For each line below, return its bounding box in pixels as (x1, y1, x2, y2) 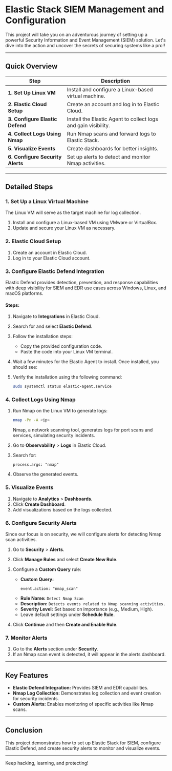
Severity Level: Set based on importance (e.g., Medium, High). (20, 606, 154, 612)
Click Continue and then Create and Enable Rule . (12, 621, 118, 627)
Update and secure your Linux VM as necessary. (12, 225, 116, 231)
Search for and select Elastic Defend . (12, 323, 93, 329)
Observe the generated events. (12, 471, 78, 478)
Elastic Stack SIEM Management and (5, 4, 165, 15)
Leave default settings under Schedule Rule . (20, 611, 115, 618)
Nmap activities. (67, 160, 106, 167)
